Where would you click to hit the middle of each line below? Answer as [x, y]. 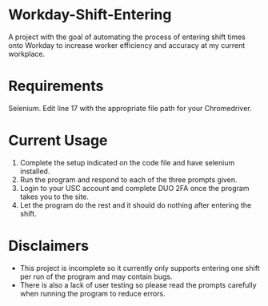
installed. [35, 171]
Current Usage [58, 141]
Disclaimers [49, 246]
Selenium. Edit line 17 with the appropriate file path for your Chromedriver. [130, 108]
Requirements [56, 86]
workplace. [27, 54]
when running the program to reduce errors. [92, 293]
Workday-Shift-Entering [90, 15]
